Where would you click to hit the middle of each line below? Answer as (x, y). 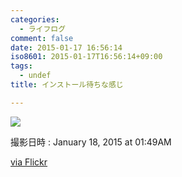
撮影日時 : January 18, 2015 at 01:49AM (91, 142)
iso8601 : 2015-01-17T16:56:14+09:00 (86, 57)
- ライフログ (43, 29)
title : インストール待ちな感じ (67, 85)
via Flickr (29, 162)
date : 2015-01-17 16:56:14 (66, 47)
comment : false (42, 38)
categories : (35, 19)
